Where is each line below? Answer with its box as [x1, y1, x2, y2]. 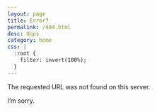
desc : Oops [7, 30, 40, 38]
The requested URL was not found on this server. [7, 82, 151, 91]
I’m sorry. [7, 96, 35, 105]
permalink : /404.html [7, 23, 71, 30]
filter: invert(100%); [20, 57, 87, 64]
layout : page [7, 10, 46, 18]
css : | [7, 43, 27, 50]
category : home [7, 37, 52, 44]
